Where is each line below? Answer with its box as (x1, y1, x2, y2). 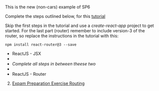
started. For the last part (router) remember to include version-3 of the (5, 28, 145, 33)
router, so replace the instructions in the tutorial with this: (5, 33, 119, 39)
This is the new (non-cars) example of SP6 (5, 4, 90, 10)
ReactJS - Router (12, 71, 46, 77)
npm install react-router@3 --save (5, 42, 77, 47)
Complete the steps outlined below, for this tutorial (5, 13, 105, 19)
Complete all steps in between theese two (12, 61, 96, 66)
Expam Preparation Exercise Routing (12, 80, 85, 86)
